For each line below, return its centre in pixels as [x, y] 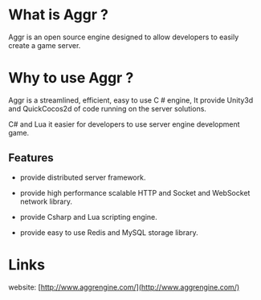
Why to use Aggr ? [71, 78]
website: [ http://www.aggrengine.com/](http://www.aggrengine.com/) [124, 287]
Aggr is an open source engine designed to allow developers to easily [124, 37]
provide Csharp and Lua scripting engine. [89, 217]
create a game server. [45, 45]
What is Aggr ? [58, 15]
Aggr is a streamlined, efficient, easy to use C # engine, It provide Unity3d [131, 100]
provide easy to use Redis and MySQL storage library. [109, 232]
